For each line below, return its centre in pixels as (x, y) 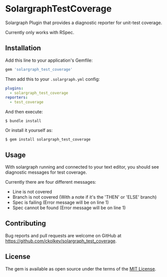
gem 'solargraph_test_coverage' (39, 69)
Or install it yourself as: (29, 130)
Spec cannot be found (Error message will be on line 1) (69, 207)
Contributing (26, 224)
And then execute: (24, 112)
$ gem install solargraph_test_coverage (48, 140)
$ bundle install (23, 121)
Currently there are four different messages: (51, 182)
